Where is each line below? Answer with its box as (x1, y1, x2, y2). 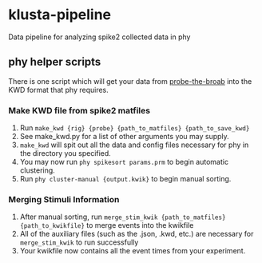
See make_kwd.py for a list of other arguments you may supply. (19, 132, 229, 141)
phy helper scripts (8, 55, 101, 69)
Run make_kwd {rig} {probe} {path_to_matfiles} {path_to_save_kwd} (19, 123, 250, 133)
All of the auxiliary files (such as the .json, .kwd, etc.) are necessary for (19, 229, 254, 239)
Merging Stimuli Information (8, 193, 120, 205)
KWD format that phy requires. (8, 85, 109, 94)
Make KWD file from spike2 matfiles (8, 105, 150, 116)
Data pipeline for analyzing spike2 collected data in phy (8, 32, 191, 42)
